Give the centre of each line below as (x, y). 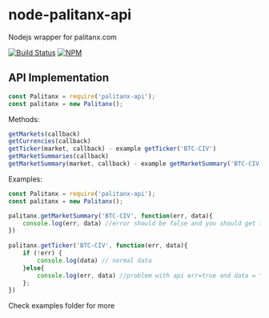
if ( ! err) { (42, 253)
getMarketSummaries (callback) (59, 157)
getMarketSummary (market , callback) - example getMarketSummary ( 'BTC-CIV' (136, 164)
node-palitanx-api (70, 15)
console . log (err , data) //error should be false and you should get (139, 223)
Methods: (24, 119)
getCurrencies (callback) (50, 141)
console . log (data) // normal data (94, 260)
